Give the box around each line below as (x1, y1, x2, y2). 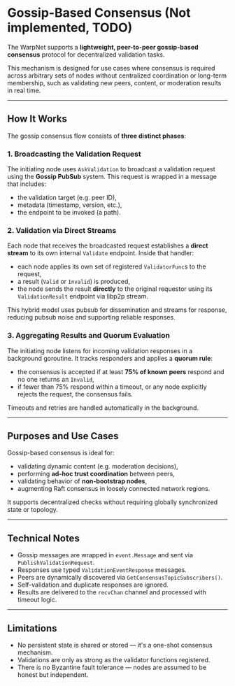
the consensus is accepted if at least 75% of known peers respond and (17, 367, 225, 376)
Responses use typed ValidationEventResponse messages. (17, 566, 187, 574)
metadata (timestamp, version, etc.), (17, 201, 122, 209)
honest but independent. (17, 671, 89, 679)
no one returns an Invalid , (17, 375, 94, 383)
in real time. (7, 86, 41, 94)
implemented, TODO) (7, 20, 133, 36)
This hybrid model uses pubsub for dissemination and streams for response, (7, 306, 227, 314)
